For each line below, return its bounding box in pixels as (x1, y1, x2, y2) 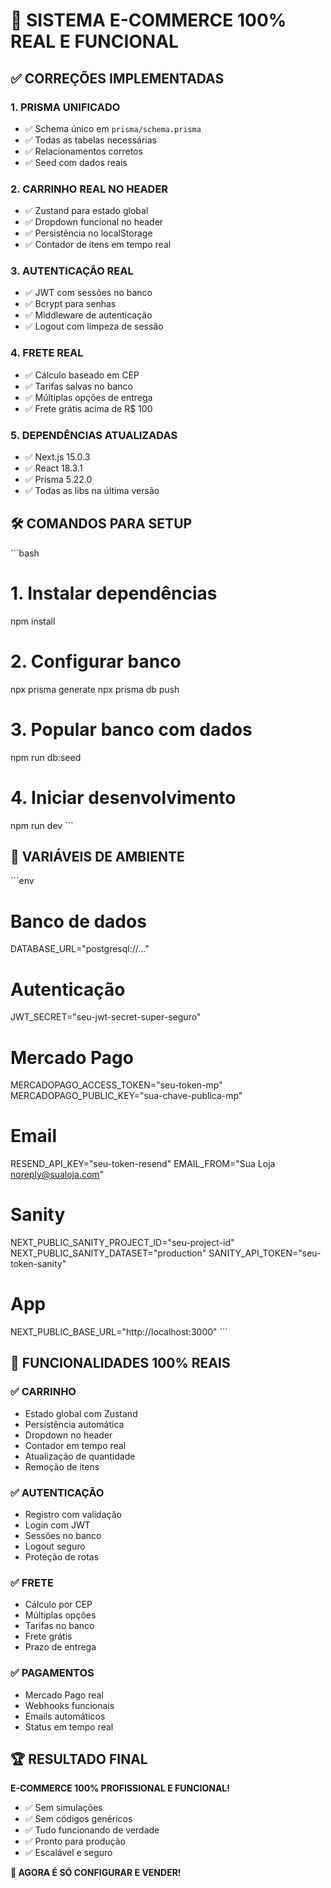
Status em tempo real (24, 1720, 114, 1733)
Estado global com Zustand (24, 1407, 138, 1419)
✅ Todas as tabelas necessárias (24, 134, 157, 146)
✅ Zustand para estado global (24, 205, 149, 217)
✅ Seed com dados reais (24, 156, 128, 168)
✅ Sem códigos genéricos (24, 1813, 133, 1825)
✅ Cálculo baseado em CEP (24, 369, 140, 381)
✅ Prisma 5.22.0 (24, 474, 93, 486)
